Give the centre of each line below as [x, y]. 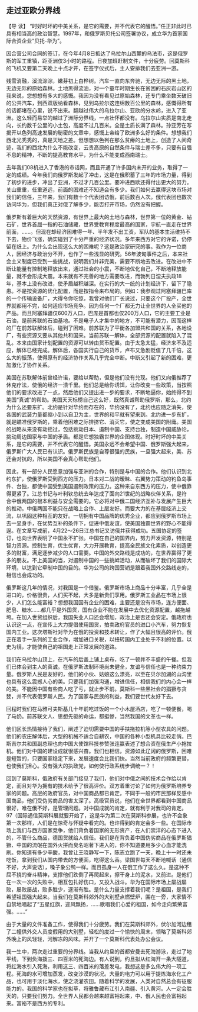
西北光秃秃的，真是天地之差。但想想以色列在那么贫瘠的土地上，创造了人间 [96, 140]
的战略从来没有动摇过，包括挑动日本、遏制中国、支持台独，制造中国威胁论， [99, 429]
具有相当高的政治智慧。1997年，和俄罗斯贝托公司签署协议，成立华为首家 [94, 33]
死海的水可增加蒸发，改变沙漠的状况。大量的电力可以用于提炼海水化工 [101, 974]
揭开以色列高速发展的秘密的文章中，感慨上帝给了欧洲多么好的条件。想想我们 [99, 133]
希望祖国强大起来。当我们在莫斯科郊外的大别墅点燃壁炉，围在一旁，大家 [94, 897]
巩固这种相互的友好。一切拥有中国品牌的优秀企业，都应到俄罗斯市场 [104, 515]
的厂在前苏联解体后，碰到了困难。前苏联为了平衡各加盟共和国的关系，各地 [96, 328]
